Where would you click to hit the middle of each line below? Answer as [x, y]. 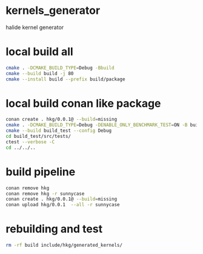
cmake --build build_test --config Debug [59, 131]
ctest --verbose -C [30, 142]
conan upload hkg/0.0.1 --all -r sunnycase [63, 205]
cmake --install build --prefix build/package [65, 79]
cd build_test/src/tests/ [38, 137]
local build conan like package [83, 103]
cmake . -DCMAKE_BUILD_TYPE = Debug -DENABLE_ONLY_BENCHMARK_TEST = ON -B [97, 125]
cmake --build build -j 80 [40, 73]
